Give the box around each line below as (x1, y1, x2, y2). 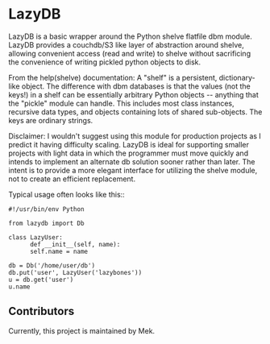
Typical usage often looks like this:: (8, 189, 125, 199)
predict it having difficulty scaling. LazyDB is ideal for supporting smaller (8, 139, 250, 149)
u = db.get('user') (8, 276, 74, 284)
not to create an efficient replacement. (8, 174, 135, 184)
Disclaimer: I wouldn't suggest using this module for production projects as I (8, 131, 262, 141)
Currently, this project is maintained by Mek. (8, 325, 156, 335)
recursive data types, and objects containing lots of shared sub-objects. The (8, 106, 263, 117)
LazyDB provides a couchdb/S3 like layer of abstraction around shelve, (8, 39, 244, 49)
